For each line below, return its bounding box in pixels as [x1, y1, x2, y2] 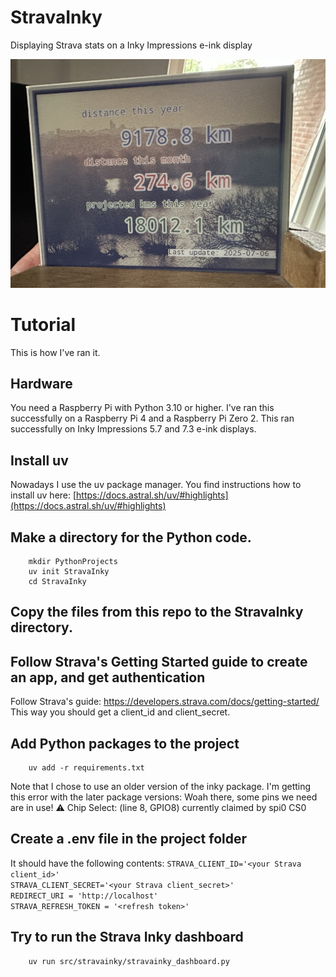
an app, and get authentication [10, 669, 206, 686]
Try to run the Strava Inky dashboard [10, 929, 244, 946]
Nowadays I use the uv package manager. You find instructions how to [10, 479, 302, 491]
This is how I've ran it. [10, 346, 101, 358]
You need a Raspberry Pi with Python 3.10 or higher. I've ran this [10, 402, 275, 414]
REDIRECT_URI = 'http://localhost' [10, 891, 159, 901]
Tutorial [10, 313, 77, 336]
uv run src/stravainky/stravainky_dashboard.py [28, 956, 230, 966]
